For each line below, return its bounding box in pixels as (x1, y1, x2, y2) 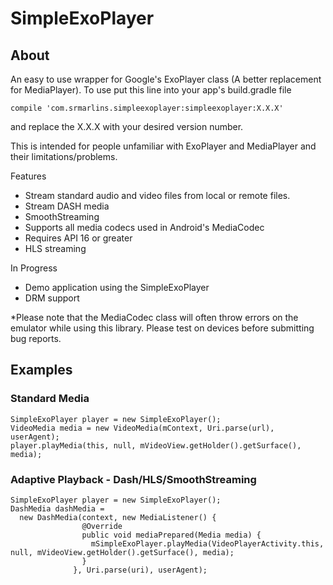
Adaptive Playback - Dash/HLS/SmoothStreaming (10, 472, 257, 486)
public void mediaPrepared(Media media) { (81, 530, 262, 540)
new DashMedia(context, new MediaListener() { (19, 512, 217, 522)
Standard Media (10, 392, 90, 406)
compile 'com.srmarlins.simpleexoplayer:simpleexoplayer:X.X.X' (10, 103, 284, 113)
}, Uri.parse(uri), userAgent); (73, 565, 208, 575)
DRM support (24, 292, 80, 304)
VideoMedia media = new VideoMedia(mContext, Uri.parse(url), (10, 423, 275, 433)
